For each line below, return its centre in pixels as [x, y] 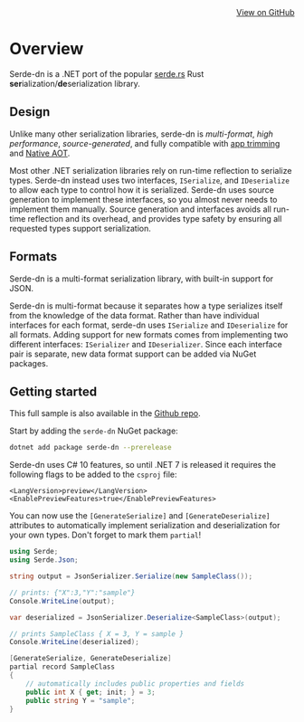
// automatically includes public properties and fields [135, 684]
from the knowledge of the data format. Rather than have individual [134, 315]
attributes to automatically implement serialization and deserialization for [145, 526]
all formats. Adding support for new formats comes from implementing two [149, 334]
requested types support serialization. [80, 228]
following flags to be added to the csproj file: [93, 475]
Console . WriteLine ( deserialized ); [75, 642]
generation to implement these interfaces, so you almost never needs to [143, 199]
